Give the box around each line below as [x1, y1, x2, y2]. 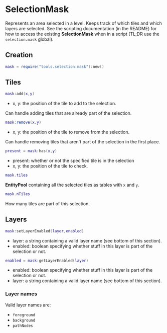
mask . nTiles [5, 191, 30, 197]
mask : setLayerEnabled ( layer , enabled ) [5, 228, 84, 233]
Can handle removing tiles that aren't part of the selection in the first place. [5, 139, 160, 145]
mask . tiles [5, 173, 28, 178]
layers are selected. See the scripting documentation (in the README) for [5, 25, 157, 31]
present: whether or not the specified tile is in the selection [12, 157, 134, 164]
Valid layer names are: [5, 302, 51, 308]
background [12, 318, 36, 323]
